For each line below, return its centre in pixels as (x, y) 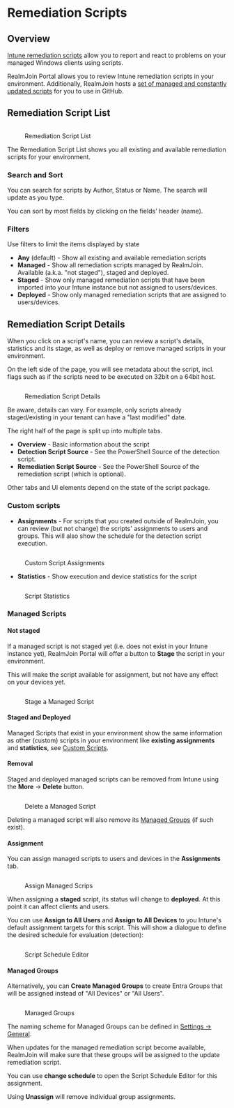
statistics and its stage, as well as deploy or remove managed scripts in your (117, 349)
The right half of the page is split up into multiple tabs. (85, 431)
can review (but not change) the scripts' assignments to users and (112, 528)
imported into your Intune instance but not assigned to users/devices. (117, 287)
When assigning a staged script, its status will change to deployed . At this (114, 899)
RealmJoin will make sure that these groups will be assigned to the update (114, 1055)
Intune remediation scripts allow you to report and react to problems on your (117, 55)
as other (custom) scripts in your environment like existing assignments (111, 740)
